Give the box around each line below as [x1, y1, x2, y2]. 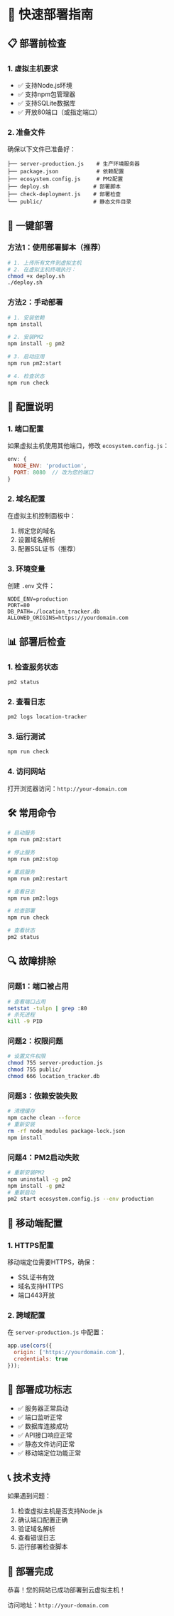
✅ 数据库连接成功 [17, 1421, 69, 1430]
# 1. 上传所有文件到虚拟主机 [7, 259, 82, 266]
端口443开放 [17, 1291, 55, 1299]
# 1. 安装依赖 [7, 314, 45, 321]
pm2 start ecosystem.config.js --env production [7, 1196, 154, 1203]
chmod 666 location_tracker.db [7, 1073, 100, 1080]
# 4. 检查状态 [7, 372, 45, 380]
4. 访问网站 [7, 766, 45, 776]
